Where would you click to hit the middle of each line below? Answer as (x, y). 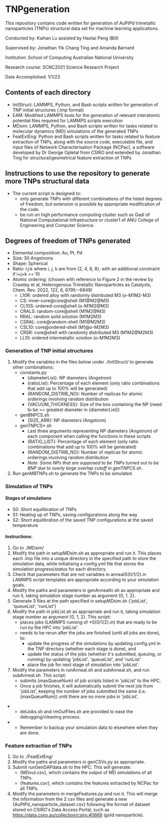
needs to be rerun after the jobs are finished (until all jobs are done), (90, 633)
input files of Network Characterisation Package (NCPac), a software (83, 147)
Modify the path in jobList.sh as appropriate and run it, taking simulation (86, 611)
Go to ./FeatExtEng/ (33, 756)
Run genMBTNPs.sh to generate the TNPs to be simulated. (73, 473)
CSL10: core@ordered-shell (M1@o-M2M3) (64, 327)
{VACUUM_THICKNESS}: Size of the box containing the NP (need (94, 404)
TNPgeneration (37, 9)
